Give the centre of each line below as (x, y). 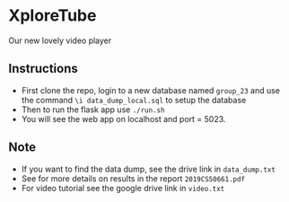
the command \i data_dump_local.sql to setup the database (134, 100)
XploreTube (53, 16)
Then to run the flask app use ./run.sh (93, 110)
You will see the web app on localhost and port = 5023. (123, 119)
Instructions (43, 69)
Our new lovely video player (60, 40)
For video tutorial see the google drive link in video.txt (123, 188)
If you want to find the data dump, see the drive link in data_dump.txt (148, 169)
